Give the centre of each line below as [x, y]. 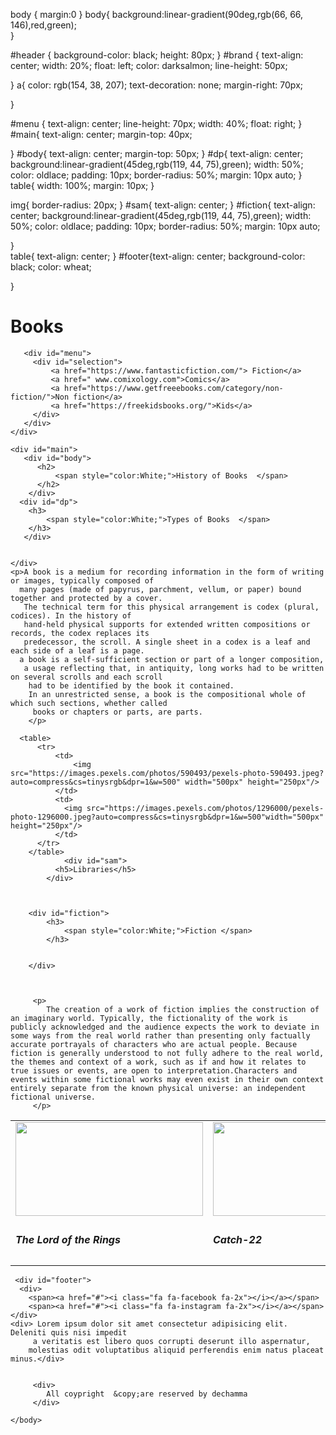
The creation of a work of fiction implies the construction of [183, 1009]
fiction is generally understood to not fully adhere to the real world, [167, 1053]
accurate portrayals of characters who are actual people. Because [154, 1044]
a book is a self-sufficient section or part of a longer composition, [172, 659]
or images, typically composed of [82, 580]
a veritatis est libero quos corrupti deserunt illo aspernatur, [171, 1342]
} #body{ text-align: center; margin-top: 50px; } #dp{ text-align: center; [157, 153]
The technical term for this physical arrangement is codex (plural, [171, 607]
